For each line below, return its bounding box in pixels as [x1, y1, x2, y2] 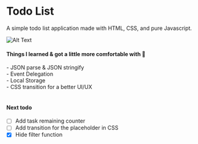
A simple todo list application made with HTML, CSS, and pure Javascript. [6, 24, 193, 32]
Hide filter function [15, 131, 63, 139]
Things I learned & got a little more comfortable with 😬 [6, 50, 145, 57]
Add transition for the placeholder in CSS [15, 124, 119, 132]
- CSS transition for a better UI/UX [6, 84, 93, 91]
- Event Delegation [6, 70, 54, 77]
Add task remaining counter [15, 117, 86, 124]
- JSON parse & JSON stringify [6, 64, 84, 71]
